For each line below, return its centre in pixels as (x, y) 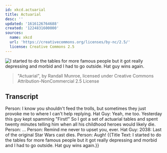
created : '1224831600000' (32, 28)
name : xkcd (21, 38)
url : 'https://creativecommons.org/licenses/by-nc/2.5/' (70, 42)
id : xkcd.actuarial (25, 10)
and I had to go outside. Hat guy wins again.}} (52, 146)
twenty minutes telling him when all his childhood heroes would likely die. (81, 124)
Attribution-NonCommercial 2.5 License (58, 81)
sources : (14, 33)
